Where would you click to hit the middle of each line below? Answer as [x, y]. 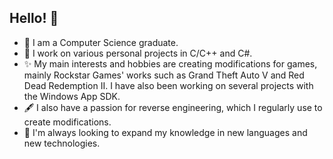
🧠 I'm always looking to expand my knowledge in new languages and [165, 132]
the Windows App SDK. [72, 96]
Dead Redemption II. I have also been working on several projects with [168, 85]
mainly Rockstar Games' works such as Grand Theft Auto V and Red [164, 75]
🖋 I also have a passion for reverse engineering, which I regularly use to [173, 107]
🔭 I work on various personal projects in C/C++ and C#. [138, 53]
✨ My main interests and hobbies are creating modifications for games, [170, 63]
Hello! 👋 [34, 18]
